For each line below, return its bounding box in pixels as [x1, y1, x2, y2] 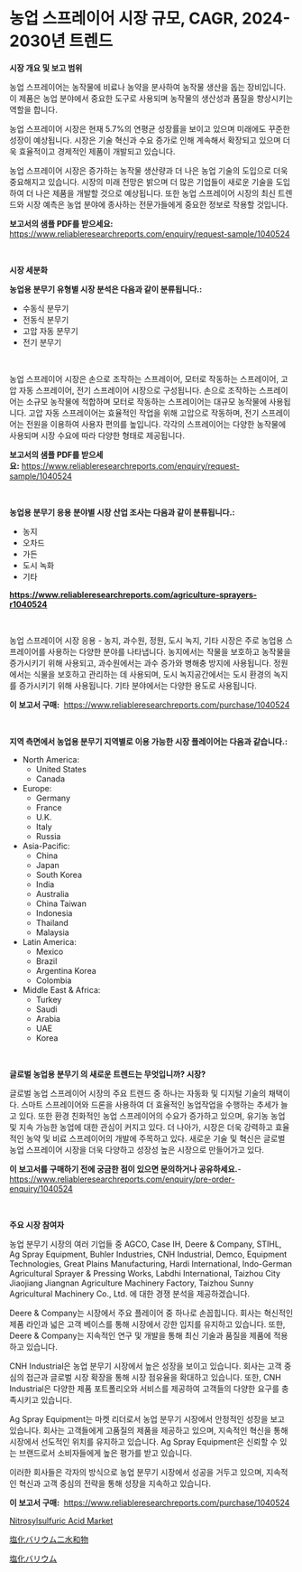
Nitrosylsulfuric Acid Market [9, 1515, 114, 1526]
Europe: [22, 782, 52, 793]
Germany [35, 792, 70, 803]
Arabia [35, 1013, 61, 1024]
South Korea [35, 869, 83, 880]
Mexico [35, 946, 64, 957]
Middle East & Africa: [22, 984, 101, 995]
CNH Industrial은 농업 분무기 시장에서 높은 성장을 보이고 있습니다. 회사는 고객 [9, 1361, 282, 1371]
